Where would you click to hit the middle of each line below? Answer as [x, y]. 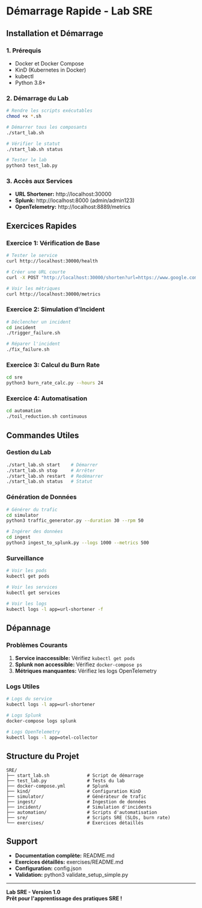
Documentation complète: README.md [65, 856]
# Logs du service [29, 699]
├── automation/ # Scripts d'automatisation [82, 812]
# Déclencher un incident [38, 322]
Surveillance [25, 558]
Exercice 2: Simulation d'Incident [56, 309]
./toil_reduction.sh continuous [47, 416]
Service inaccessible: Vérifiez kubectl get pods [75, 658]
